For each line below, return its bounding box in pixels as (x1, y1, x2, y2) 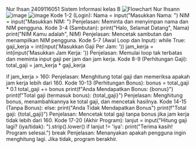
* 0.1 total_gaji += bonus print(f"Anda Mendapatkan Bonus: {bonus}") (6, 86, 174, 92)
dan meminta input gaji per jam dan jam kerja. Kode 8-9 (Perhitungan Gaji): (6, 56, 188, 62)
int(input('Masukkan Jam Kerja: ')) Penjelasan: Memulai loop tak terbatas (6, 49, 182, 56)
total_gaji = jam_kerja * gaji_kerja (6, 62, 86, 69)
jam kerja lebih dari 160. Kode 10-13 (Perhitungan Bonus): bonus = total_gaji (6, 79, 190, 86)
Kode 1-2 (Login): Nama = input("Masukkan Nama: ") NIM (50, 12, 190, 19)
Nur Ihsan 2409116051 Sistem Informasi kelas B (6, 6, 121, 12)
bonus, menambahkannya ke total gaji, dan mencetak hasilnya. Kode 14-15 (6, 98, 187, 105)
